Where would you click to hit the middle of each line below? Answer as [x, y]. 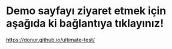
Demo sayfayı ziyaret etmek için [86, 11]
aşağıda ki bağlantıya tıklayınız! [85, 23]
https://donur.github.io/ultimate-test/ [51, 40]
